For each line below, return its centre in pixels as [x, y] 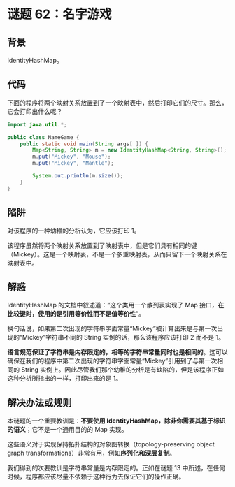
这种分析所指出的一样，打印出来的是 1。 [65, 379]
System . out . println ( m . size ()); [78, 176]
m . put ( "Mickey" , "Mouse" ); [72, 157]
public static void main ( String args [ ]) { [84, 144]
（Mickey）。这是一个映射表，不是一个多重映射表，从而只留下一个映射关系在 [117, 254]
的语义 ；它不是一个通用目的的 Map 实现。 [67, 430]
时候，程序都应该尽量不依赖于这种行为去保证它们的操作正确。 [96, 477]
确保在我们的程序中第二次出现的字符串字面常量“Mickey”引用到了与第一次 [112, 361]
